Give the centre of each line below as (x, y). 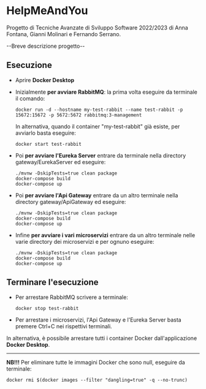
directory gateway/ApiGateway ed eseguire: (71, 202)
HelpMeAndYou (47, 11)
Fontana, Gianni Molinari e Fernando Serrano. (64, 34)
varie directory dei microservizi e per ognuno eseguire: (85, 241)
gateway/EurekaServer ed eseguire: (60, 162)
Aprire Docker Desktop (45, 80)
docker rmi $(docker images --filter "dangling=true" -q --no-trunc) (97, 380)
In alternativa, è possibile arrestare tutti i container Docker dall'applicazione (102, 338)
